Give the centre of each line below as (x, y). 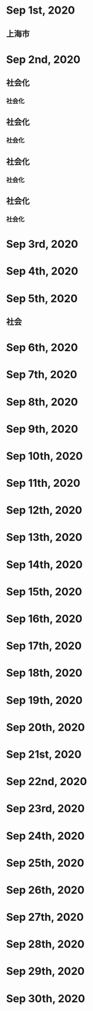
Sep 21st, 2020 (44, 754)
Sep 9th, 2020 (42, 429)
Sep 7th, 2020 (42, 375)
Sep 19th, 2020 (44, 700)
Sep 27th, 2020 (45, 917)
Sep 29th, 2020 (45, 972)
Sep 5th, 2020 (42, 299)
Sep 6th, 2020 (42, 348)
